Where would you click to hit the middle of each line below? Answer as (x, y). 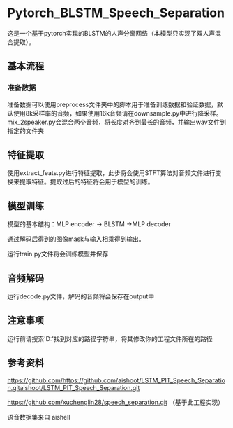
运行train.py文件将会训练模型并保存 (58, 254)
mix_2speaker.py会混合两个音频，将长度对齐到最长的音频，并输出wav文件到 (117, 122)
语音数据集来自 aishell (39, 417)
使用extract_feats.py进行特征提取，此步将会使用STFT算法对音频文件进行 (111, 173)
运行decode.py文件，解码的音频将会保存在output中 (81, 296)
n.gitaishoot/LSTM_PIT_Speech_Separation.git (74, 387)
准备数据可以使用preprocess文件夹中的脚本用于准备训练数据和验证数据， (112, 104)
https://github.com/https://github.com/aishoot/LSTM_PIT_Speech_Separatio (116, 380)
